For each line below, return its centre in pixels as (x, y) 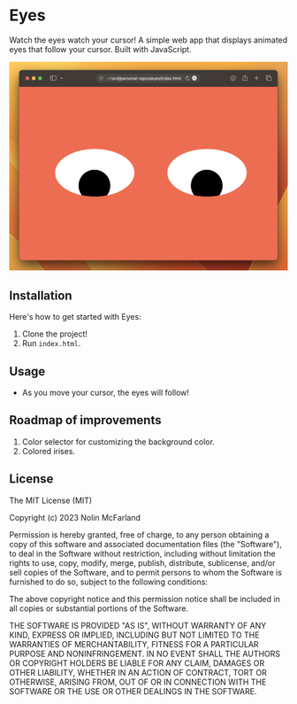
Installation (41, 295)
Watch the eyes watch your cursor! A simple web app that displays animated (148, 40)
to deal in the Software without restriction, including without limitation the (142, 553)
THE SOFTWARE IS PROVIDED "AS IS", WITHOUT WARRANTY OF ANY (138, 625)
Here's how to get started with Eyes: (75, 317)
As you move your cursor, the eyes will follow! (106, 393)
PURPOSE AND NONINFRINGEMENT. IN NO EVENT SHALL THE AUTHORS (145, 654)
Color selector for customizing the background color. (118, 441)
